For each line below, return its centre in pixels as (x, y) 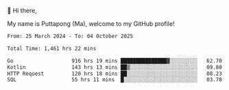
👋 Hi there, (22, 11)
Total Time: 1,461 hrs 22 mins (52, 48)
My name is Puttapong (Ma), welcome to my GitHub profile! (91, 24)
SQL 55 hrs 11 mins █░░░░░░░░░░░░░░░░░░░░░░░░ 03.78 (115, 80)
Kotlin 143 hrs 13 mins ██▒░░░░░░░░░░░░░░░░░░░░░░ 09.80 (115, 67)
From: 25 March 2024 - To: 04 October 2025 (70, 36)
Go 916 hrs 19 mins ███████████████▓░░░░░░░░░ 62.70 (115, 61)
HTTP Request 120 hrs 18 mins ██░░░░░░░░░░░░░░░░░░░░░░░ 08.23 (115, 74)
